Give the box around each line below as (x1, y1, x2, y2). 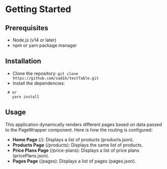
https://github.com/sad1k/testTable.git (12, 76, 99, 81)
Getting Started (5, 4, 72, 15)
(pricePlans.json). (12, 152, 49, 158)
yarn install (12, 94, 39, 99)
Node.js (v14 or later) (12, 37, 57, 43)
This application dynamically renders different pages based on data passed (5, 121, 162, 127)
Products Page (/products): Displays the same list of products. (12, 142, 143, 148)
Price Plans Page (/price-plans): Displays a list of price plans (12, 147, 140, 153)
